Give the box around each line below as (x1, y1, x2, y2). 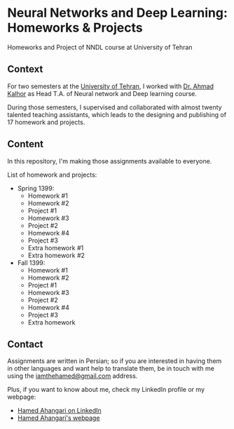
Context (7, 63, 43, 75)
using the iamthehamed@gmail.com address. (7, 372, 138, 380)
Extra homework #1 (27, 243, 84, 252)
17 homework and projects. (7, 118, 85, 126)
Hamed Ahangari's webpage (17, 414, 100, 422)
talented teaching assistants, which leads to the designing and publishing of (7, 110, 226, 118)
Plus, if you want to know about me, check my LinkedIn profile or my (7, 386, 205, 394)
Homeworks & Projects (7, 20, 143, 36)
